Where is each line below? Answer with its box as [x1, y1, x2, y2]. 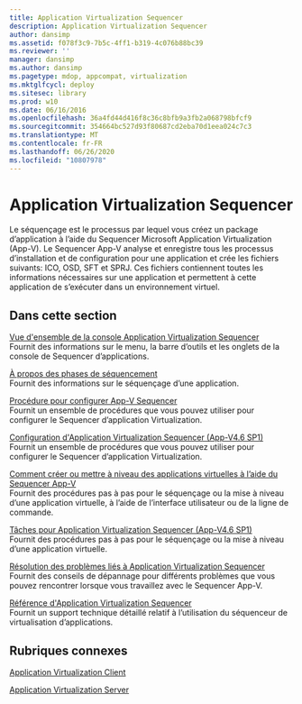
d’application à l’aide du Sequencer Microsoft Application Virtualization [9, 233, 272, 244]
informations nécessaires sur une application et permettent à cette [9, 272, 257, 283]
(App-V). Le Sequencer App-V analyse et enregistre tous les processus [9, 243, 274, 254]
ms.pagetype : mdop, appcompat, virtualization [9, 72, 188, 81]
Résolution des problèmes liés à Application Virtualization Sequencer [9, 561, 266, 572]
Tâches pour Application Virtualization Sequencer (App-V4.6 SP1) [9, 525, 252, 535]
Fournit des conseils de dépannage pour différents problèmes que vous [9, 571, 276, 581]
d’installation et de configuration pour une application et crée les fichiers [9, 253, 279, 264]
